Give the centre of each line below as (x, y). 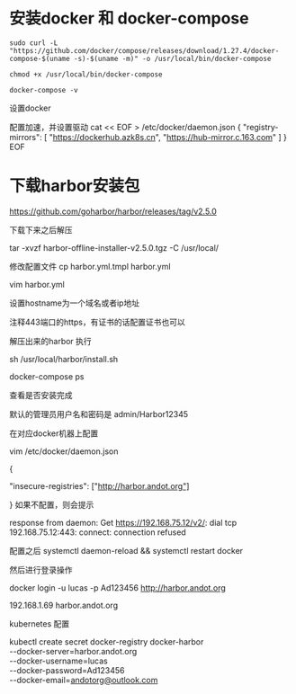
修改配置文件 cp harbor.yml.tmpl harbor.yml (90, 266)
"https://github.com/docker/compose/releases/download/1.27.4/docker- (144, 50)
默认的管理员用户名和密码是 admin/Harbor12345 (99, 414)
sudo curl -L (34, 43)
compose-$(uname (40, 58)
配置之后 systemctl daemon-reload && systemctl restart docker (126, 550)
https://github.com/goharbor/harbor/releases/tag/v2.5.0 (113, 211)
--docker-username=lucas (58, 661)
